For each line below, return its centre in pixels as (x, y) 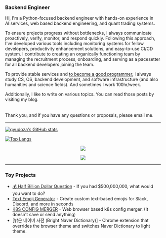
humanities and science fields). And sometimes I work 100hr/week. (73, 85)
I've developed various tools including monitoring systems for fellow (75, 44)
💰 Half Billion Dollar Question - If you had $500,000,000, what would (83, 186)
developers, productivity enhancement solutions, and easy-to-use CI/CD (79, 49)
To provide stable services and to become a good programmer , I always (78, 74)
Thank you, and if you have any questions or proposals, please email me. (80, 115)
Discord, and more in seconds (43, 204)
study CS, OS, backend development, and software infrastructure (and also (82, 79)
